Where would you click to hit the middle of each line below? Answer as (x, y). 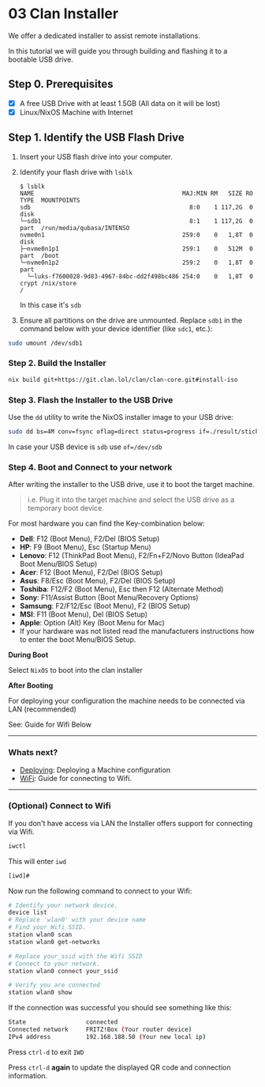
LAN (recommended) (43, 709)
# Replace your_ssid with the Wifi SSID (76, 956)
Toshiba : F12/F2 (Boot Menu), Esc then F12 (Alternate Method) (121, 589)
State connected (63, 1022)
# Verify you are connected (54, 985)
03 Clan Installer (63, 14)
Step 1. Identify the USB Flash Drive (96, 138)
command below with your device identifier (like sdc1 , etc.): (116, 328)
